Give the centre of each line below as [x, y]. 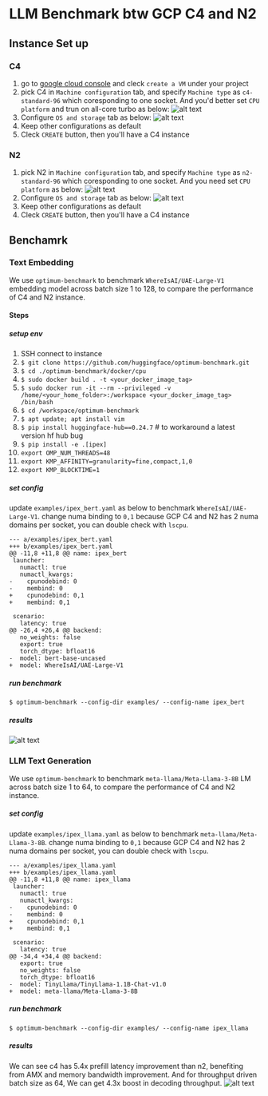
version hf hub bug [52, 435]
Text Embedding [41, 263]
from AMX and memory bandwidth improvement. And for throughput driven [133, 1074]
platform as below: [51, 189]
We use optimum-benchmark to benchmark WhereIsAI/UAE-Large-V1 [117, 280]
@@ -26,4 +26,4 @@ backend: [56, 631]
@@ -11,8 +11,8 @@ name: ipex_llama [70, 880]
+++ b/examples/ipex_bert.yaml [61, 547]
